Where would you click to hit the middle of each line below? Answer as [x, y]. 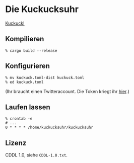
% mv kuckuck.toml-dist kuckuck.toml [45, 77]
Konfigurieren [28, 66]
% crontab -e [19, 119]
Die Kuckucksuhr [42, 9]
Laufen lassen [28, 107]
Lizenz [16, 143]
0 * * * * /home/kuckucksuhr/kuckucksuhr [49, 128]
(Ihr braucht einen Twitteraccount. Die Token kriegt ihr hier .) [67, 91]
